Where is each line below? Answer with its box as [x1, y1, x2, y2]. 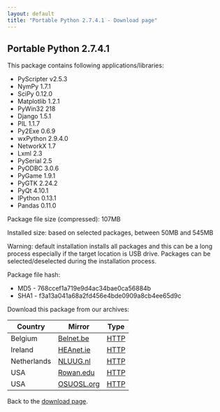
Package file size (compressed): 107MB [7, 215, 121, 224]
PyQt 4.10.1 [17, 186, 49, 195]
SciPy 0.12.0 [17, 90, 52, 98]
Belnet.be [58, 334, 89, 343]
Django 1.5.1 [17, 112, 52, 121]
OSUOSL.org [58, 379, 100, 389]
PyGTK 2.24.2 [17, 179, 58, 188]
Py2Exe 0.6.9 [17, 127, 56, 135]
